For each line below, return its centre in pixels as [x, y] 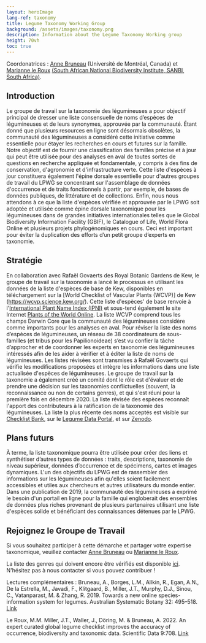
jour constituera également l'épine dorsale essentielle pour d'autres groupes [103, 176]
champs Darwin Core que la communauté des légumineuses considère [96, 321]
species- [170, 595]
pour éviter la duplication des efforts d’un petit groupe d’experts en [91, 234]
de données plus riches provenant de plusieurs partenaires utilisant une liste [103, 505]
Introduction [31, 96]
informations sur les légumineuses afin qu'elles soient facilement [88, 479]
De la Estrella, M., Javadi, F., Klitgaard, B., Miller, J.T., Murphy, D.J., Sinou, [99, 589]
